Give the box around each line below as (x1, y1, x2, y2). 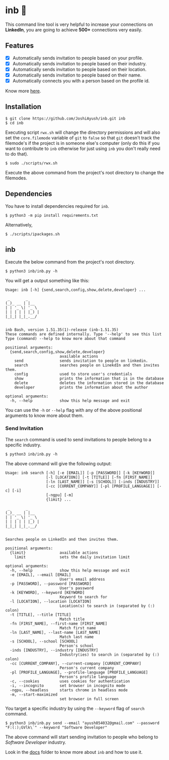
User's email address (59, 577, 105, 582)
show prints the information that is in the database (14, 376, 164, 381)
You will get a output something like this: (5, 277, 90, 283)
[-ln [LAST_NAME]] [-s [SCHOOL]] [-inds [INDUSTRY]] (46, 479, 159, 484)
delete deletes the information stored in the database (14, 380, 164, 386)
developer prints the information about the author (14, 385, 148, 390)
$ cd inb (5, 120, 24, 126)
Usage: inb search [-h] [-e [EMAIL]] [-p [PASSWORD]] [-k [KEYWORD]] (5, 470, 155, 475)
